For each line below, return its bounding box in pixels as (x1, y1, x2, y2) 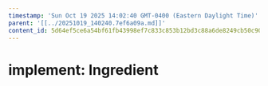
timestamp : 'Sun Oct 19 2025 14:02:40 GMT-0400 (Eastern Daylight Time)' (8, 11, 259, 20)
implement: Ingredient (8, 61, 159, 79)
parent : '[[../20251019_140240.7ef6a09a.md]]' (8, 19, 166, 27)
